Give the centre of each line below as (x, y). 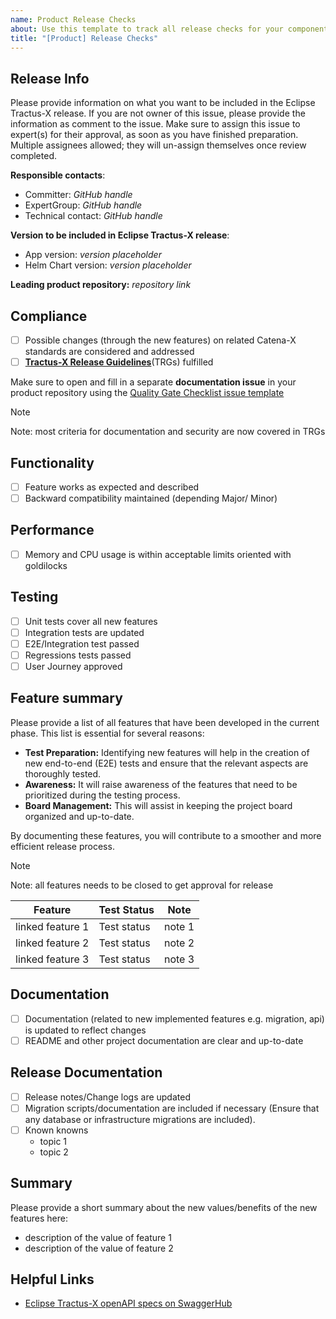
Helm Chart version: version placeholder (108, 265)
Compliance (49, 316)
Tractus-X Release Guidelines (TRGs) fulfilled (119, 362)
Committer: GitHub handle (78, 195)
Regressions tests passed (78, 655)
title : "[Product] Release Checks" (84, 38)
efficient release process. (62, 846)
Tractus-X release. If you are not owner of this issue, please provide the (158, 113)
